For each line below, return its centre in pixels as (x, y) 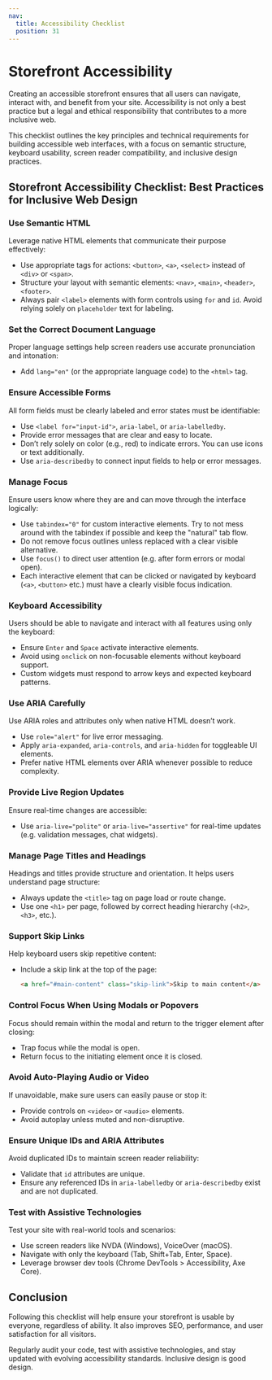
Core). (31, 1272)
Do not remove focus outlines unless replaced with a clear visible (129, 541)
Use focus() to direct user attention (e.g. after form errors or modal (132, 558)
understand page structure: (54, 882)
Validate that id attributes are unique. (82, 1174)
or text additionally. (52, 452)
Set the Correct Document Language (82, 329)
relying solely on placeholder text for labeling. (97, 308)
